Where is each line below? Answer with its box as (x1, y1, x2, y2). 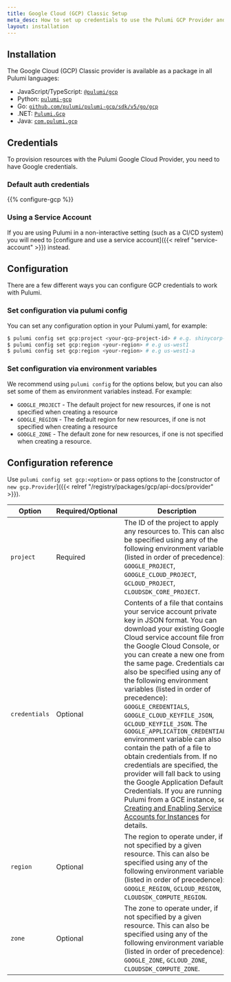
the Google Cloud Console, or (124, 641, 220, 651)
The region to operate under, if (124, 832, 223, 842)
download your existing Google (124, 624, 225, 634)
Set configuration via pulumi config (7, 306, 128, 315)
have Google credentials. (7, 163, 78, 170)
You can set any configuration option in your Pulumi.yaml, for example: (7, 322, 208, 330)
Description (157, 507, 197, 516)
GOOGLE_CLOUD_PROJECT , (124, 570, 197, 580)
